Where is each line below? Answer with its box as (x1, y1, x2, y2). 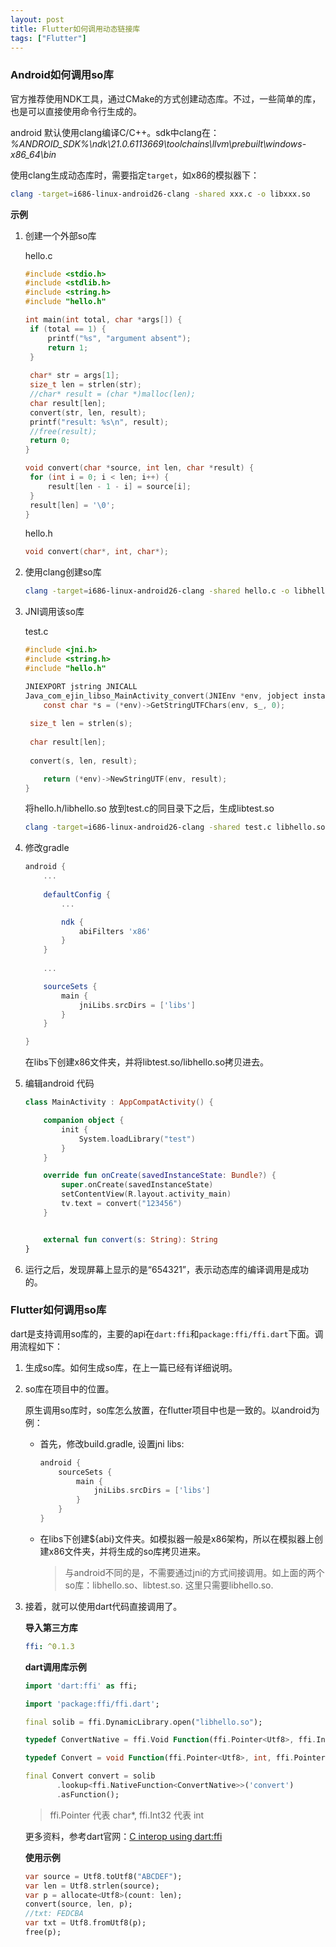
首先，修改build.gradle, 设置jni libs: (39, 1437, 185, 1450)
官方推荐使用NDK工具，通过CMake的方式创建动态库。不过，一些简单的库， (10, 92, 322, 105)
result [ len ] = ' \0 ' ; (29, 500, 116, 510)
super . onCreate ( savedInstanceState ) (61, 1180, 214, 1190)
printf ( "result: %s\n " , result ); (29, 417, 169, 427)
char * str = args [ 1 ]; (29, 371, 120, 381)
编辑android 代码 (24, 1077, 95, 1090)
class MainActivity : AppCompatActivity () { (24, 1097, 214, 1108)
